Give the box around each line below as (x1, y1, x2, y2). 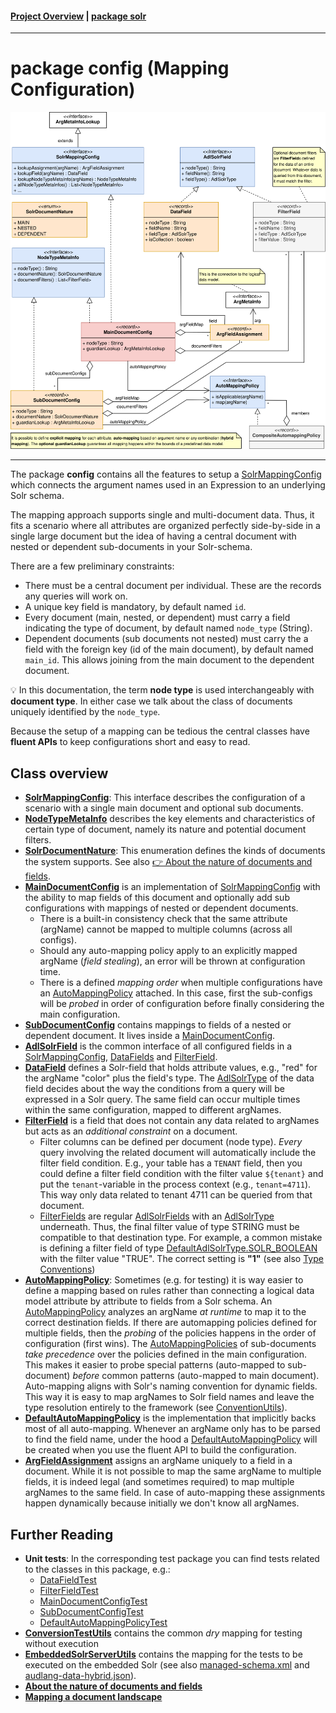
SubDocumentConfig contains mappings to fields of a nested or (24, 1019, 292, 1031)
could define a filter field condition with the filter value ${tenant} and (39, 1168, 324, 1180)
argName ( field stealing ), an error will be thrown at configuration (39, 955, 306, 967)
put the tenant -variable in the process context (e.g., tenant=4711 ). (39, 1178, 312, 1191)
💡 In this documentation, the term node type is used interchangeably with (10, 684, 315, 696)
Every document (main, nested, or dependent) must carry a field (24, 612, 291, 624)
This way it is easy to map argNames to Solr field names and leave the (24, 1391, 315, 1403)
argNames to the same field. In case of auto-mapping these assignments (24, 1487, 326, 1499)
